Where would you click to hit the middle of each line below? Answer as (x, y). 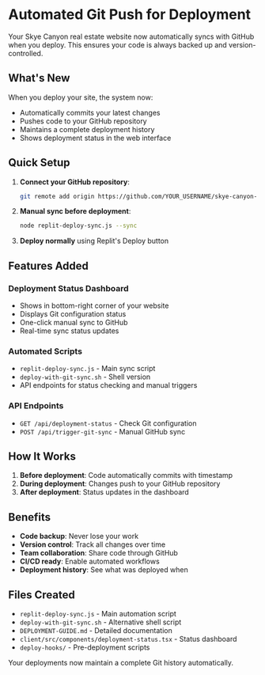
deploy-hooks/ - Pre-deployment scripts (85, 647)
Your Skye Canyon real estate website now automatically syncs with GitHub (131, 36)
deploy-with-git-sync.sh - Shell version (85, 377)
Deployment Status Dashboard (68, 288)
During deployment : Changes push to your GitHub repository (120, 483)
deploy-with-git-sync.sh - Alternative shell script (100, 622)
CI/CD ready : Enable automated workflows (89, 561)
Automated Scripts (45, 351)
